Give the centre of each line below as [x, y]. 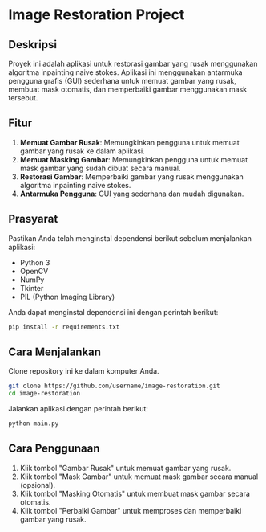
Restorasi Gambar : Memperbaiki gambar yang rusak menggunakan [132, 176]
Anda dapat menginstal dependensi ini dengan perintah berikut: [113, 312]
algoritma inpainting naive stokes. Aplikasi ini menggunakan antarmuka [125, 72]
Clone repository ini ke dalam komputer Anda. [84, 371]
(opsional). [38, 485]
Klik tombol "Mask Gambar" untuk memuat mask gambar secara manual [139, 477]
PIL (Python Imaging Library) [67, 297]
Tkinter [32, 288]
